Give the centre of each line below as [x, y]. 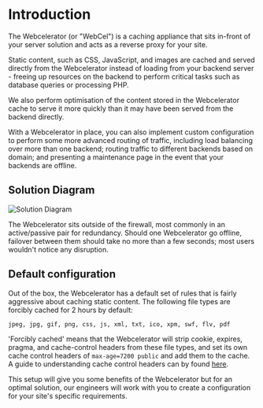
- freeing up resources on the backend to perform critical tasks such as [124, 76]
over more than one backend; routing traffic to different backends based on [131, 149]
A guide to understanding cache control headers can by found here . [119, 364]
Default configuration [62, 274]
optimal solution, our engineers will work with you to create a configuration [130, 388]
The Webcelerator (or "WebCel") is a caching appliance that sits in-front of [130, 36]
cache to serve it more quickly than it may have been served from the [121, 108]
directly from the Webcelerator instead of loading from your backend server [131, 68]
